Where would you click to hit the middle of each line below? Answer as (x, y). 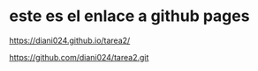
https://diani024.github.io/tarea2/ (70, 40)
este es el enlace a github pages (129, 16)
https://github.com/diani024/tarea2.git (79, 57)
